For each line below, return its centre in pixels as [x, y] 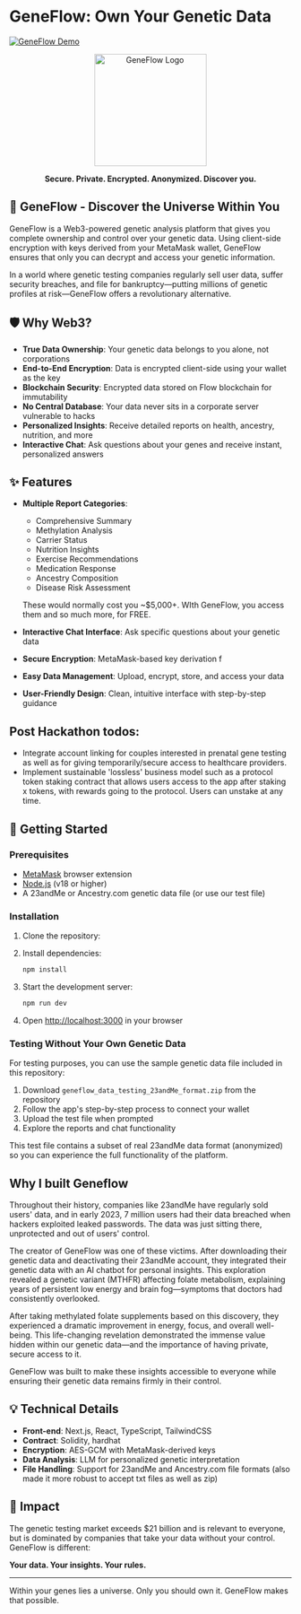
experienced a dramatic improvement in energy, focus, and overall [132, 1326]
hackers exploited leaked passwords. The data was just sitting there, [136, 1224]
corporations [46, 358]
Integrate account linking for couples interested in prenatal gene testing [154, 753]
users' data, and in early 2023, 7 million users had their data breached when [150, 1215]
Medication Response [76, 569]
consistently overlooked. [55, 1299]
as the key [41, 378]
